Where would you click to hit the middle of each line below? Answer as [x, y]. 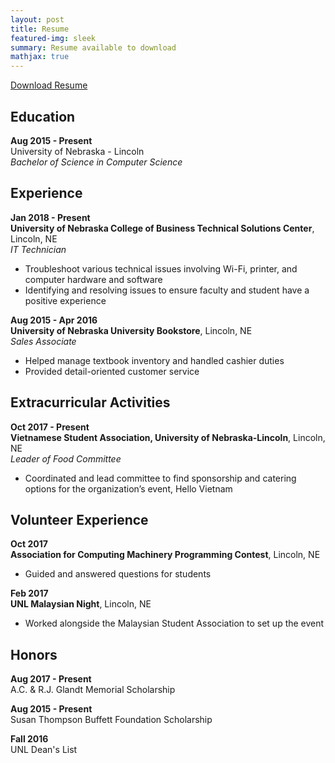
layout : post [37, 19]
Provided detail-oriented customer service [112, 371]
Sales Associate [43, 341]
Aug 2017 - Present [51, 679]
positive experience [65, 300]
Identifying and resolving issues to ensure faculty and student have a [167, 290]
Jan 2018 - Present [50, 217]
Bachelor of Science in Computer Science [96, 162]
